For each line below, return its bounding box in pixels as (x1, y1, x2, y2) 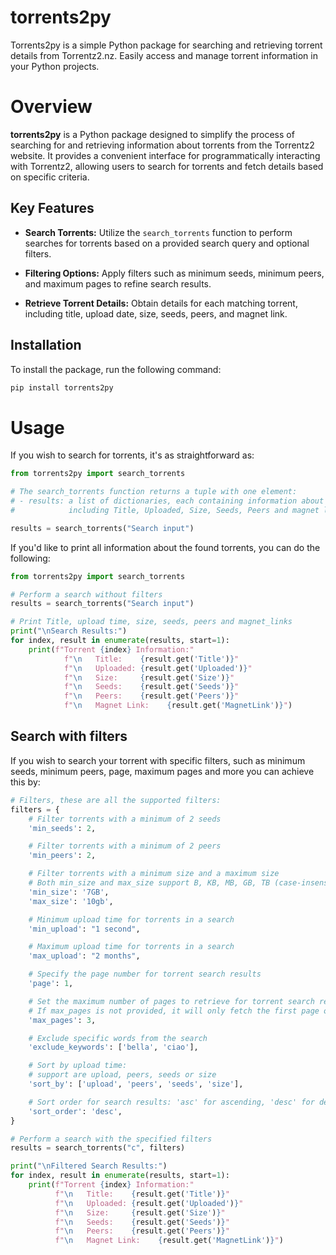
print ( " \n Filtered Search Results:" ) (10, 1161, 168, 1171)
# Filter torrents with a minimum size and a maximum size (28, 869, 280, 879)
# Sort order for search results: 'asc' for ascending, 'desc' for (28, 1097, 315, 1107)
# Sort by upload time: (28, 1061, 128, 1071)
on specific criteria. (10, 171, 90, 183)
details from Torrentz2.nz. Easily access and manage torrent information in (10, 49, 318, 61)
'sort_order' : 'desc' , (28, 1106, 123, 1116)
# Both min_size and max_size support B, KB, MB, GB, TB (28, 878, 271, 888)
